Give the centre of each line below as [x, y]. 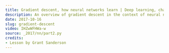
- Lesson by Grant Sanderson [36, 43]
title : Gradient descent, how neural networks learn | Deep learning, [81, 10]
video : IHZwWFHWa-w [26, 29]
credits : [14, 38]
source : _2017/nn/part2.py [33, 33]
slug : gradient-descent [30, 24]
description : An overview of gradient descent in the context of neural [83, 15]
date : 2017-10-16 [23, 19]
